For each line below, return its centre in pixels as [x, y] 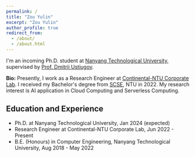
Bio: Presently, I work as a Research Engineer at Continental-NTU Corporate [97, 78]
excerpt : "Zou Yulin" [32, 22]
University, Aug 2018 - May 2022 [54, 148]
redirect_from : [24, 33]
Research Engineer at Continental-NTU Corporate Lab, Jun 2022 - [94, 129]
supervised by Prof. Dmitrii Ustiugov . [50, 67]
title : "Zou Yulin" [30, 17]
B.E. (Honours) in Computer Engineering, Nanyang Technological [92, 141]
